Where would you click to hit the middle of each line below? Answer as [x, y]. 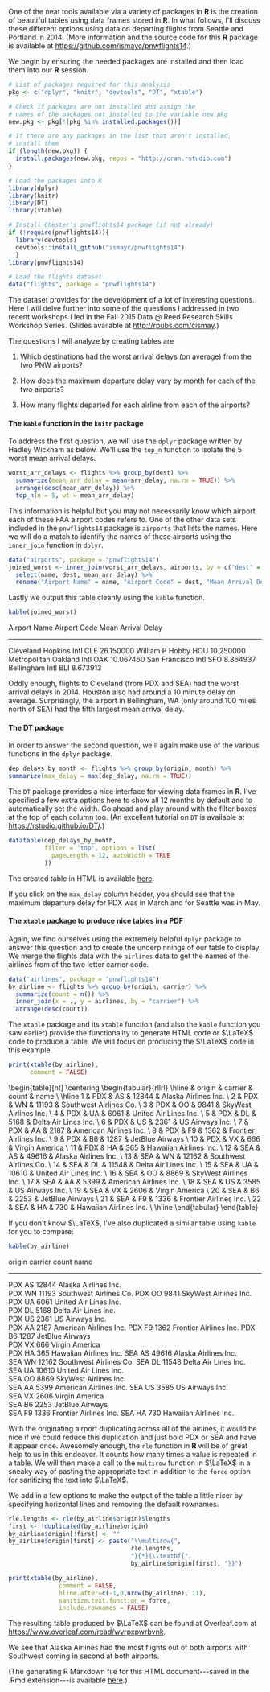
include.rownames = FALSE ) [104, 1608]
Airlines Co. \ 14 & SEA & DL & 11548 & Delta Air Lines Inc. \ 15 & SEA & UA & [133, 1164]
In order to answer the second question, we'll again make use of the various [134, 745]
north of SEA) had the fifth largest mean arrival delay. [96, 709]
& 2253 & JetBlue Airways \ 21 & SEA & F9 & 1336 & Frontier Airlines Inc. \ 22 [135, 1199]
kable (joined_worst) [43, 612]
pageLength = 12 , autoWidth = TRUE [111, 855]
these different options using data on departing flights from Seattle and [126, 29]
